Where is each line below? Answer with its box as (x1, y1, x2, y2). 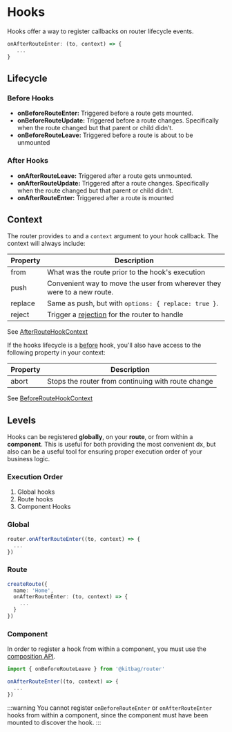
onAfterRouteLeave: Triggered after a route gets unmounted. (17, 171, 193, 180)
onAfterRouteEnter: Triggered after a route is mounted (17, 193, 174, 202)
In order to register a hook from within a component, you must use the (7, 645, 207, 653)
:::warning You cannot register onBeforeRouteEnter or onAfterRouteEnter (7, 704, 213, 712)
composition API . (7, 652, 56, 661)
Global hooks (17, 488, 55, 496)
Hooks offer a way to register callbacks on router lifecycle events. (7, 27, 195, 35)
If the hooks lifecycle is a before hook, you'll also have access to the (7, 341, 202, 350)
